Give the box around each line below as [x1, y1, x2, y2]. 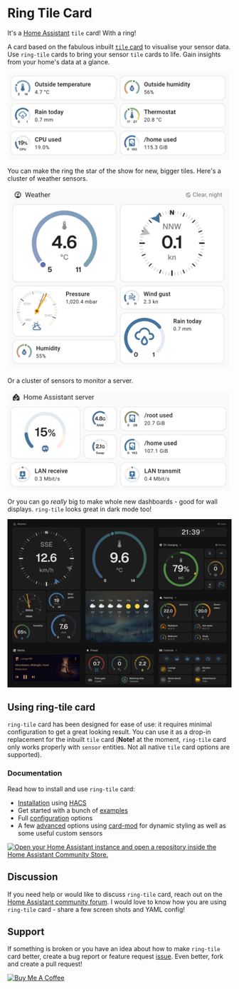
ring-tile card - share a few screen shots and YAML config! [7, 905, 185, 913]
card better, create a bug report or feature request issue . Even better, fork [7, 952, 224, 961]
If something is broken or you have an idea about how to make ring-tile [7, 945, 221, 953]
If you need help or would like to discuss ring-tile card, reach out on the [7, 890, 223, 898]
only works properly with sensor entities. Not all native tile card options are [7, 743, 230, 751]
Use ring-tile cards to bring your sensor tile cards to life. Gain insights [7, 50, 221, 59]
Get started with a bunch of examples [17, 805, 128, 815]
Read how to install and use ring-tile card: [7, 784, 135, 793]
